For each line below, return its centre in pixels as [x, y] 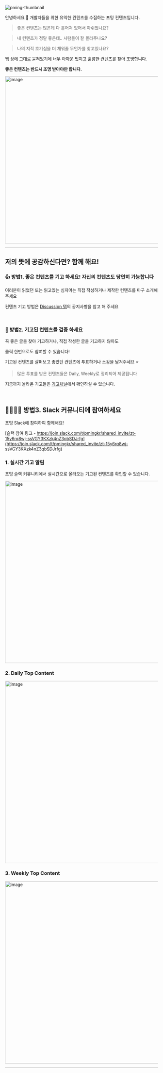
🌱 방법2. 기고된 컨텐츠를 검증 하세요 [44, 329]
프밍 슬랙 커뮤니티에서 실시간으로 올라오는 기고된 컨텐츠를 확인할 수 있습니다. [78, 474]
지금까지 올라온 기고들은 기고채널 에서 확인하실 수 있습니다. [60, 384]
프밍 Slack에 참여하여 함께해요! [34, 423]
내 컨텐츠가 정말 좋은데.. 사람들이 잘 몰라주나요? [62, 38]
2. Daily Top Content [30, 673]
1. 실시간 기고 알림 [25, 462]
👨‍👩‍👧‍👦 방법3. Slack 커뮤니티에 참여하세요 [63, 410]
